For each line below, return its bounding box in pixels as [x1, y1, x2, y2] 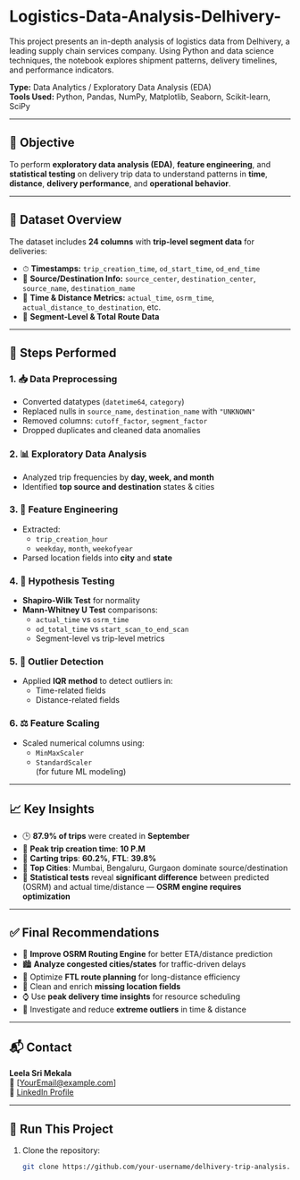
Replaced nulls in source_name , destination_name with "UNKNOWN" [21, 406, 256, 417]
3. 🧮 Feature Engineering [9, 503, 119, 516]
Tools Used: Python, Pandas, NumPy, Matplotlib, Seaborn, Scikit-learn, [9, 91, 271, 102]
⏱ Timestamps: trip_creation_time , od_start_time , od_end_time [21, 262, 261, 274]
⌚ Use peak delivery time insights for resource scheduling [21, 991, 241, 1002]
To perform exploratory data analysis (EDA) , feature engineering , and [9, 158, 271, 169]
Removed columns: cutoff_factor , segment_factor [21, 415, 208, 426]
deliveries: [9, 245, 47, 256]
